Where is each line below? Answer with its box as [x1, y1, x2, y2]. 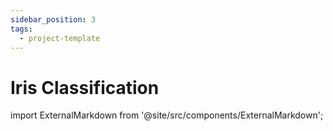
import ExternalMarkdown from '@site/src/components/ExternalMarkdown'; [10, 109, 324, 121]
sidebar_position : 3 [10, 14, 97, 25]
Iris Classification [10, 76, 160, 99]
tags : [10, 24, 33, 34]
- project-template [19, 33, 101, 43]
